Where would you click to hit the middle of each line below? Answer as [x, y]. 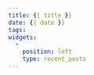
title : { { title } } [40, 15]
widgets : [23, 37]
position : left [47, 52]
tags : [17, 30]
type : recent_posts [55, 59]
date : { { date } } [37, 23]
